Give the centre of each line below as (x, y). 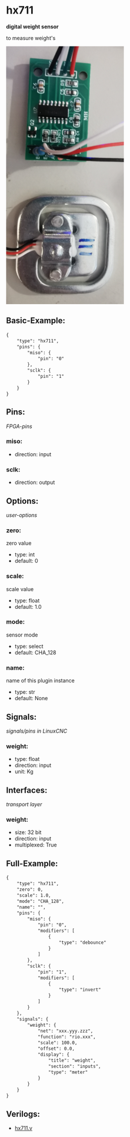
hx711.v (23, 1128)
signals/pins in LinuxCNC (37, 731)
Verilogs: (23, 1114)
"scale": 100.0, (57, 1043)
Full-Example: (32, 863)
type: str (25, 692)
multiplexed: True (36, 845)
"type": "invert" (80, 990)
